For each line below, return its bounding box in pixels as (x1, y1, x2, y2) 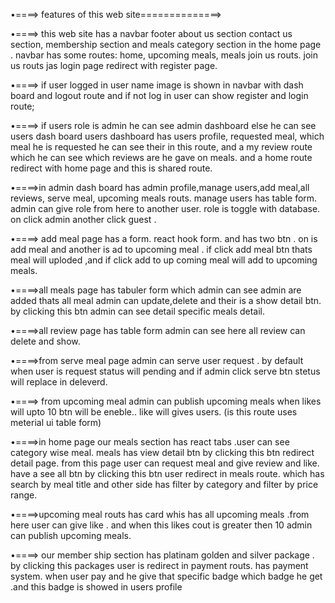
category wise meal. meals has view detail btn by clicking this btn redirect (10, 447, 315, 458)
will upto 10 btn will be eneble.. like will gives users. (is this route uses (10, 406, 298, 418)
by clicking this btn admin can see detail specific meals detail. (10, 305, 266, 317)
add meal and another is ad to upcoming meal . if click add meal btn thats (10, 244, 313, 255)
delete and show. (10, 335, 81, 347)
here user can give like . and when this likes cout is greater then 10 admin (10, 519, 313, 531)
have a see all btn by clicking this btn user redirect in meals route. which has (10, 468, 325, 479)
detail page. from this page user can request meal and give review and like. (10, 457, 320, 469)
